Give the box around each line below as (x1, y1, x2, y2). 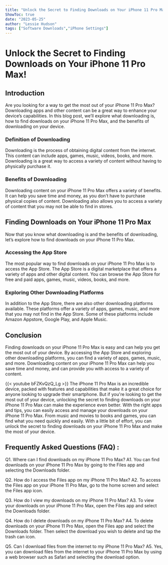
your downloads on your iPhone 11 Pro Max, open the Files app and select (5, 502, 157, 508)
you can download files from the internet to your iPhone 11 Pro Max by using (5, 548, 162, 554)
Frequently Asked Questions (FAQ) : (5, 443, 119, 452)
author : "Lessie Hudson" (5, 21, 57, 27)
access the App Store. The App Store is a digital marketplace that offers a (5, 265, 157, 271)
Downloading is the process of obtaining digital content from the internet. (5, 148, 156, 154)
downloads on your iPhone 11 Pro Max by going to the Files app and (5, 462, 144, 468)
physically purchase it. (5, 164, 51, 170)
